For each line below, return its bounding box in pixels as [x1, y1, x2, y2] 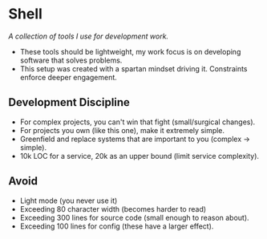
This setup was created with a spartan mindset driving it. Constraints [19, 63, 248, 73]
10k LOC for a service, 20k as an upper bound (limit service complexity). [19, 151, 259, 160]
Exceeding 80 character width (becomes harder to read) [19, 204, 207, 213]
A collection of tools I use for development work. [8, 31, 169, 41]
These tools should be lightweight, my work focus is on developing [19, 47, 241, 56]
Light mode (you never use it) [19, 196, 118, 205]
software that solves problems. [19, 55, 123, 65]
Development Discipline [8, 95, 131, 109]
